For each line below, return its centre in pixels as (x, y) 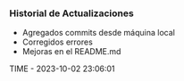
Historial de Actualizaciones (71, 13)
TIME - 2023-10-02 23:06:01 (62, 69)
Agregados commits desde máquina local (99, 33)
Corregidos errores (58, 42)
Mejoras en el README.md (71, 52)
